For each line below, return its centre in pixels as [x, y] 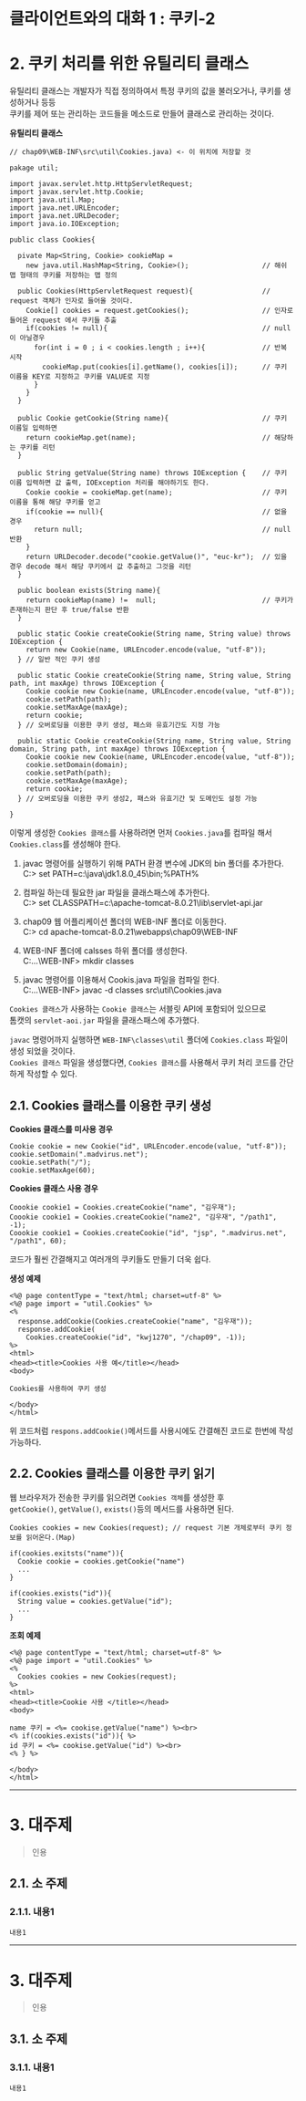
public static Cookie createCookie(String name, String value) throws [154, 634]
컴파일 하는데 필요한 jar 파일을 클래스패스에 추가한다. [116, 893]
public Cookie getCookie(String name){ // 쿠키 [153, 419]
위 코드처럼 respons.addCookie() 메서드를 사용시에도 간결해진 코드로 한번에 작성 [152, 1430]
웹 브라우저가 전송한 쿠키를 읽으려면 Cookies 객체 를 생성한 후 [117, 1497]
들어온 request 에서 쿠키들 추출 [63, 320]
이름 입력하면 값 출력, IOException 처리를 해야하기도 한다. [110, 483]
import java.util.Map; [52, 200]
